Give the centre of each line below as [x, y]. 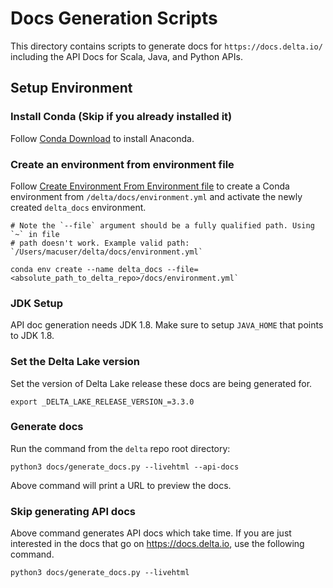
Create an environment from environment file [122, 164]
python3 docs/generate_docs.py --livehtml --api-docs [125, 467]
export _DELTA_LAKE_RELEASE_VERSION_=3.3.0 [102, 402]
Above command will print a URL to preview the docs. [121, 485]
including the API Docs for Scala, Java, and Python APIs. [126, 56]
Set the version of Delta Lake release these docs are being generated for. [161, 383]
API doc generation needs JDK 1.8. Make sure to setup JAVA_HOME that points [167, 325]
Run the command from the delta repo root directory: [120, 448]
